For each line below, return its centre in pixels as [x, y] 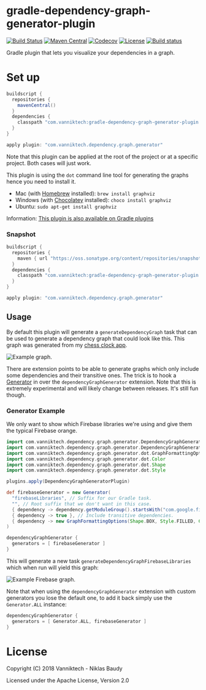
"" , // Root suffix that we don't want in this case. [82, 504]
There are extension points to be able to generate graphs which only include [103, 368]
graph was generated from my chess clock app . [67, 345]
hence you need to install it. [41, 181]
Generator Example [36, 411]
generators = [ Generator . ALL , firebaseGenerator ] [79, 621]
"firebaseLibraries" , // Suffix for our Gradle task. [82, 498]
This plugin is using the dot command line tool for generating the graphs [97, 175]
